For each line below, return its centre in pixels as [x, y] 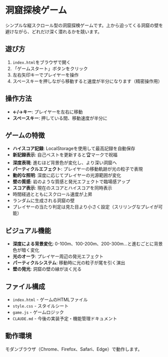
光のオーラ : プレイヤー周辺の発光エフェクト [58, 257]
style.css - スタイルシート [41, 306]
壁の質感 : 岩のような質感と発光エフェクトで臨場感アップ [71, 182]
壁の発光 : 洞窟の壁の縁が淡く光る [47, 269]
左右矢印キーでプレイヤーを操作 [46, 75]
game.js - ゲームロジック [38, 312]
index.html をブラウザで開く [42, 62]
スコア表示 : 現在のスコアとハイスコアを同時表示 [62, 188]
